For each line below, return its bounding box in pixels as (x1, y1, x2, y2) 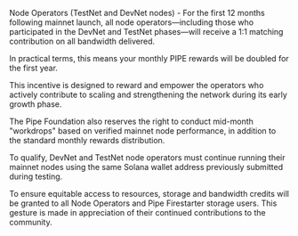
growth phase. (9, 99, 62, 110)
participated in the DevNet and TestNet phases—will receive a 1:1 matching (9, 27, 284, 37)
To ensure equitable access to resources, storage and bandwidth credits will (9, 189, 289, 199)
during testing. (9, 171, 63, 182)
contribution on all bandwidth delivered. (9, 36, 156, 46)
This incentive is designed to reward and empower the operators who (9, 80, 264, 90)
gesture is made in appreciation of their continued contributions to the (9, 208, 266, 217)
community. (9, 217, 52, 227)
